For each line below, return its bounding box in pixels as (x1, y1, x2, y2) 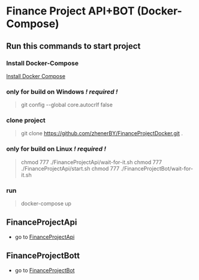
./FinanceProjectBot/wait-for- (120, 165, 194, 172)
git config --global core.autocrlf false (20, 101, 113, 109)
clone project (6, 116, 46, 124)
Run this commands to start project (6, 41, 141, 51)
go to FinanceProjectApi (14, 233, 75, 240)
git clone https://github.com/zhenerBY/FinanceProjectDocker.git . (20, 130, 183, 137)
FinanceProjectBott (6, 251, 80, 261)
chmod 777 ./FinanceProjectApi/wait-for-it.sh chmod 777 (20, 158, 162, 166)
